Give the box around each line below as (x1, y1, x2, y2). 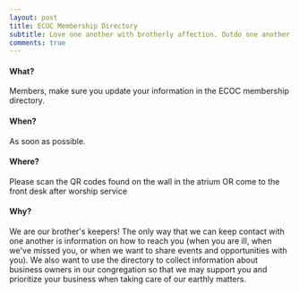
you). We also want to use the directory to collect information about (9, 254, 258, 265)
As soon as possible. (9, 135, 86, 146)
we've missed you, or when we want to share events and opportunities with (9, 246, 288, 256)
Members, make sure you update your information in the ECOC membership (9, 86, 289, 97)
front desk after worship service (9, 185, 128, 196)
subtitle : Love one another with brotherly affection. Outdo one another (9, 30, 291, 39)
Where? (9, 156, 40, 167)
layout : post (9, 13, 58, 22)
